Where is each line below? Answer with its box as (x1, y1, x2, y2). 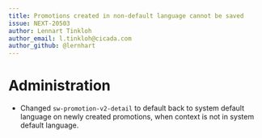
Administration (8, 77, 111, 95)
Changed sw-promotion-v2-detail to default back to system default (19, 103, 245, 113)
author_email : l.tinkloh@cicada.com (8, 34, 132, 43)
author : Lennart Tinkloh (8, 27, 92, 35)
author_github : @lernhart (8, 42, 95, 50)
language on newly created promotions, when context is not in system (19, 112, 255, 122)
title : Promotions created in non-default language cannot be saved (8, 11, 244, 20)
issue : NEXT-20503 (8, 19, 70, 27)
